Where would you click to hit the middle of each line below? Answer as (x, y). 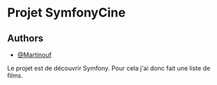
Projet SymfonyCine (66, 13)
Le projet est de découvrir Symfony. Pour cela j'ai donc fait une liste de (109, 68)
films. (15, 75)
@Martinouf (34, 55)
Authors (25, 38)
